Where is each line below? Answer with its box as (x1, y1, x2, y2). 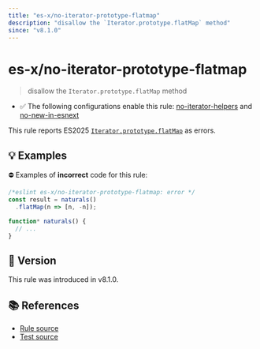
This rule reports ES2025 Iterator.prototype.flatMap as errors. (8, 126, 217, 135)
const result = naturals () (8, 196, 97, 204)
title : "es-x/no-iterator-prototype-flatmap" (8, 11, 160, 20)
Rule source (19, 324, 59, 332)
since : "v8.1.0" (8, 26, 61, 34)
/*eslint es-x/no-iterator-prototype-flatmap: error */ (8, 189, 195, 197)
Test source (19, 332, 59, 341)
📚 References (8, 298, 80, 312)
